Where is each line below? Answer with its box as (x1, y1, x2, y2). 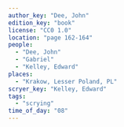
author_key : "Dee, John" (8, 11, 89, 20)
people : (8, 41, 34, 49)
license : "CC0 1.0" (8, 26, 72, 34)
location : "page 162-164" (8, 33, 93, 42)
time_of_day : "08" (8, 107, 68, 115)
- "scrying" (15, 99, 55, 107)
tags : (8, 92, 26, 100)
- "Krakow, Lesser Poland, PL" (15, 77, 118, 85)
